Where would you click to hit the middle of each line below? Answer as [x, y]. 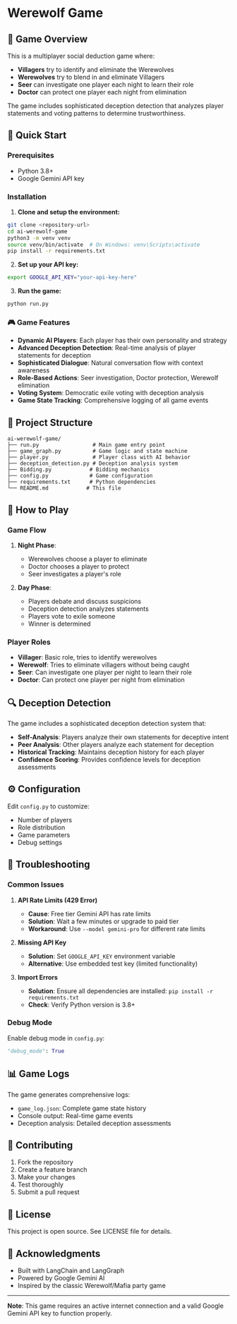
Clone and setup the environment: [68, 212]
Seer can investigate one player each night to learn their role [105, 85]
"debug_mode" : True [36, 1051]
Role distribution [41, 827]
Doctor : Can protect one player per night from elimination [101, 680]
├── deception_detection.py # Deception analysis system [93, 463]
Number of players [45, 820]
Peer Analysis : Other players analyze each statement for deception [115, 745]
